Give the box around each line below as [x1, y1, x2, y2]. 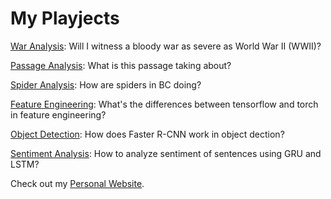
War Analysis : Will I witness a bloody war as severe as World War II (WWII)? [10, 40, 322, 52]
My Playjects [10, 7, 120, 30]
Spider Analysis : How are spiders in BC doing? [10, 78, 202, 91]
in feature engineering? [10, 108, 107, 121]
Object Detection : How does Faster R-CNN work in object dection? [10, 128, 285, 140]
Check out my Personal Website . [10, 177, 145, 189]
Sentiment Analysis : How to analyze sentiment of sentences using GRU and [10, 147, 322, 159]
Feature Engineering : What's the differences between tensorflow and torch [10, 98, 319, 110]
